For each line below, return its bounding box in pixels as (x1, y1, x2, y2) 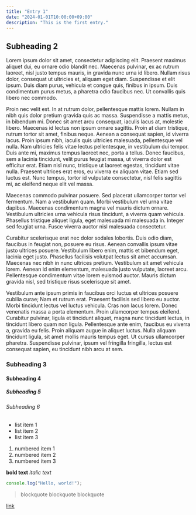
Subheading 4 (6, 375, 41, 382)
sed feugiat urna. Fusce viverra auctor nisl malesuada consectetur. (6, 223, 167, 230)
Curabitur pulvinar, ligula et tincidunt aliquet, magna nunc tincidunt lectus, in (6, 315, 190, 322)
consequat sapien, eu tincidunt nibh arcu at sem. (6, 346, 124, 353)
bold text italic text (6, 469, 51, 476)
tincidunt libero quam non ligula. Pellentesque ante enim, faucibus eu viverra (6, 321, 191, 328)
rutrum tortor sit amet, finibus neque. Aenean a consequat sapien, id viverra (6, 130, 189, 138)
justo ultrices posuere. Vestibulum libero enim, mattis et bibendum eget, (6, 247, 180, 254)
